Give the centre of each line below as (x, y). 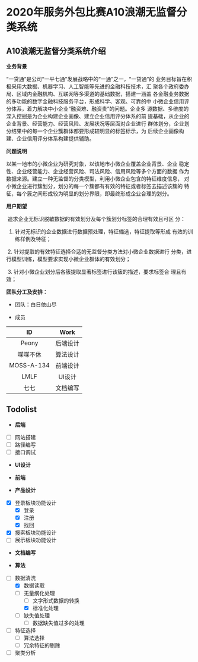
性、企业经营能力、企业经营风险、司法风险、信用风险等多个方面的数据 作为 (98, 171)
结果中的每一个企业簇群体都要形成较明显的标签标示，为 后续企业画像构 (98, 131)
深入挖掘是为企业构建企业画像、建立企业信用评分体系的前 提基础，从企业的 (98, 116)
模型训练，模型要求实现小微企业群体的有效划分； (71, 259)
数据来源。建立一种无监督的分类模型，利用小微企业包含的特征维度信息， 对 (98, 179)
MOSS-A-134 (30, 365)
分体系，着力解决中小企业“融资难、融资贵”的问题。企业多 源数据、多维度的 (98, 109)
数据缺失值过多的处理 (58, 623)
